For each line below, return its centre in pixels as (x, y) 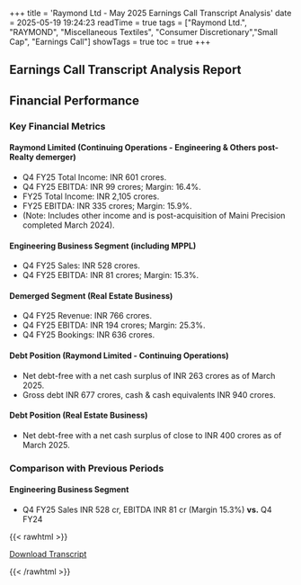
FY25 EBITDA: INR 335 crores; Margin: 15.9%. (107, 205)
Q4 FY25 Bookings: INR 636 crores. (89, 335)
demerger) (56, 157)
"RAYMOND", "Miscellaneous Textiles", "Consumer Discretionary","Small (144, 32)
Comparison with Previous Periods (87, 468)
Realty (22, 157)
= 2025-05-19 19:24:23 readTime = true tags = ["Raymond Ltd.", (128, 22)
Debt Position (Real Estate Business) (79, 415)
